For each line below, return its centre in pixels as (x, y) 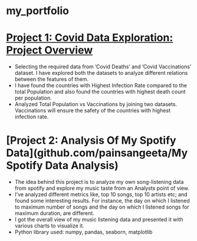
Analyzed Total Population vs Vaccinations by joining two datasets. (96, 104)
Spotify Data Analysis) (63, 166)
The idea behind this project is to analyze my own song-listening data (99, 182)
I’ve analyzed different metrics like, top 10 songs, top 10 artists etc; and (101, 194)
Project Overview (50, 50)
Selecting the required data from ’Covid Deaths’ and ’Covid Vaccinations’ (103, 67)
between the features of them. (52, 79)
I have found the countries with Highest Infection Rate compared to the (101, 85)
